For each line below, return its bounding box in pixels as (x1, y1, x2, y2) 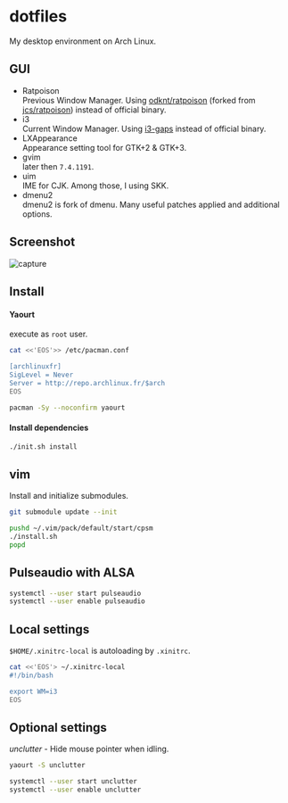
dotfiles (9, 6, 68, 27)
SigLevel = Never (9, 370, 74, 379)
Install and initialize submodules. (9, 491, 129, 501)
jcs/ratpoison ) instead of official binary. (21, 104, 167, 115)
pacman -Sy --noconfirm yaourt (9, 403, 126, 412)
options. (21, 208, 53, 219)
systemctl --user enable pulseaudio (9, 597, 145, 606)
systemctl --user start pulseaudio (9, 589, 142, 598)
